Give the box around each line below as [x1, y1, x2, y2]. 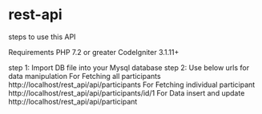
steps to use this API [8, 32, 76, 41]
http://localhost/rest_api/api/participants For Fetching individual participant [8, 80, 256, 89]
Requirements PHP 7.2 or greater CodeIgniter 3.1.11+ [8, 47, 179, 57]
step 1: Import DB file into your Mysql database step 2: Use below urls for [8, 62, 250, 73]
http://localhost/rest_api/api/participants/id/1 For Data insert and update [8, 88, 245, 97]
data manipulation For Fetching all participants [8, 71, 162, 81]
